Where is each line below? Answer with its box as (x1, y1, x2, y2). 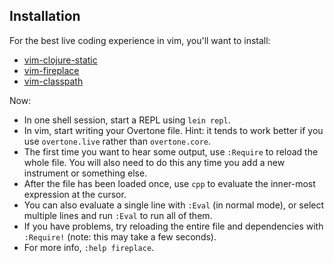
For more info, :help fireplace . (23, 241, 155, 253)
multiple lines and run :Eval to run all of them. (23, 209, 213, 221)
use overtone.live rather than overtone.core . (23, 135, 212, 147)
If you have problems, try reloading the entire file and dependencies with (23, 220, 324, 232)
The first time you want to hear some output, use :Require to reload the (23, 145, 319, 158)
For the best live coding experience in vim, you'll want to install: (9, 34, 271, 46)
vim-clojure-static (23, 54, 98, 66)
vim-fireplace (23, 64, 80, 76)
